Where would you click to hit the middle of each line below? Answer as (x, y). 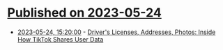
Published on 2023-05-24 (84, 13)
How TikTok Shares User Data (60, 39)
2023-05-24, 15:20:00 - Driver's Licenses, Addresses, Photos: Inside (116, 32)
